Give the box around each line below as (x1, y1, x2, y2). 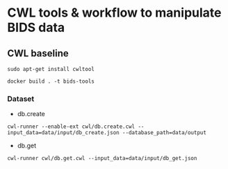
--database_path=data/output (122, 129, 207, 136)
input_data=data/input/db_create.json (7, 129, 120, 136)
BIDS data (7, 19, 65, 35)
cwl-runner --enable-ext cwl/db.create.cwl (7, 123, 136, 130)
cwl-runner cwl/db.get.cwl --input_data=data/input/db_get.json (7, 155, 197, 162)
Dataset (7, 94, 35, 104)
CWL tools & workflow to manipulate (7, 5, 222, 21)
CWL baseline (7, 47, 70, 59)
